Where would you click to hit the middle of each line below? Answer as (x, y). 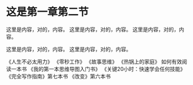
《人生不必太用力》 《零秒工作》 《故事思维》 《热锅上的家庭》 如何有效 (94, 62)
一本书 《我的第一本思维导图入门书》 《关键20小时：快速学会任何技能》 (98, 69)
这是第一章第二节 (48, 12)
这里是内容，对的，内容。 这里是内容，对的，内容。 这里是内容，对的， (93, 29)
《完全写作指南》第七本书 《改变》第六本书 (58, 76)
